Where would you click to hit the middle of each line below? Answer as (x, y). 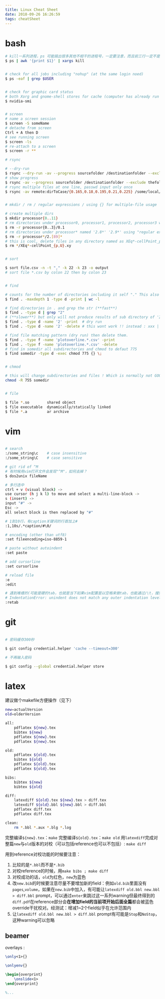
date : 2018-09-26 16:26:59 (33, 14)
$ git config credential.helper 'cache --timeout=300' (62, 649)
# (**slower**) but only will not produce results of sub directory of (80, 317)
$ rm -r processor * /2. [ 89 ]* (34, 237)
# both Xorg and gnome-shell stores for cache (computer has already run (82, 97)
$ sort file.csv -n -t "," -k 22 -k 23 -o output (57, 268)
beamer (17, 936)
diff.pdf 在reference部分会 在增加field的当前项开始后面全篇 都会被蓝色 (83, 901)
